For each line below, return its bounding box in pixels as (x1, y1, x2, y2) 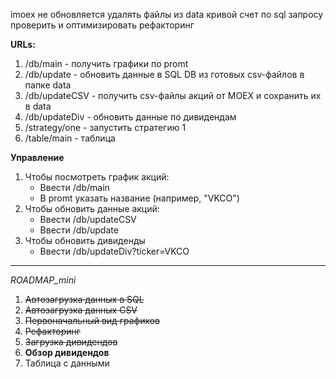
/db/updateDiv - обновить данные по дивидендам (24, 111, 237, 123)
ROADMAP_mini (10, 274, 77, 286)
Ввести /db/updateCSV (39, 214, 137, 225)
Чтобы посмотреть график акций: (24, 171, 170, 183)
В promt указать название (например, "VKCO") (39, 192, 240, 204)
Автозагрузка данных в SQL (24, 294, 145, 305)
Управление (10, 152, 65, 163)
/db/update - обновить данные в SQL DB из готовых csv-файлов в (24, 69, 305, 80)
